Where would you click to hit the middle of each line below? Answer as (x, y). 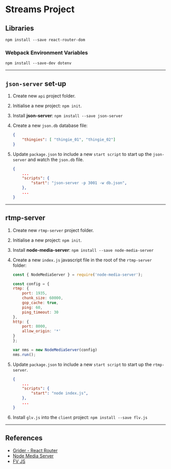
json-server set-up (36, 83)
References (24, 438)
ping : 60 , (32, 307)
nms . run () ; (24, 355)
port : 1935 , (35, 293)
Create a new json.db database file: (50, 125)
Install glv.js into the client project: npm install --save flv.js (80, 417)
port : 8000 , (35, 327)
